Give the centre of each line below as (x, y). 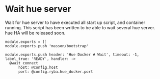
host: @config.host (38, 67)
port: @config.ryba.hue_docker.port (55, 72)
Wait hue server (38, 9)
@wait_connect (24, 63)
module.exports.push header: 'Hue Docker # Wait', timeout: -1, (72, 55)
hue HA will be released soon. (35, 33)
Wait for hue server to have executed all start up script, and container (75, 22)
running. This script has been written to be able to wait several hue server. (80, 27)
